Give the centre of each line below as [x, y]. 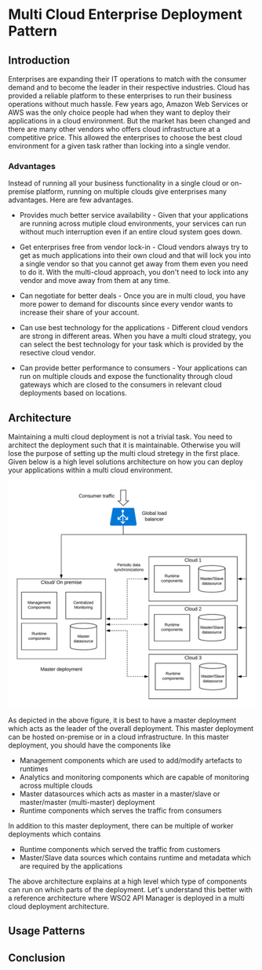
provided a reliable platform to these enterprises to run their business [120, 96]
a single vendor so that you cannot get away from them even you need [134, 264]
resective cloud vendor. [58, 353]
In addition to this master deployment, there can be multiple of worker [121, 825]
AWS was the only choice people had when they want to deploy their [119, 112]
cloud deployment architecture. [59, 906]
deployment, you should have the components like [89, 745]
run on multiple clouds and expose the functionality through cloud [126, 377]
